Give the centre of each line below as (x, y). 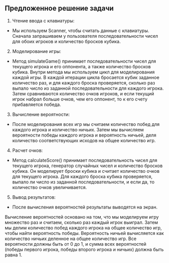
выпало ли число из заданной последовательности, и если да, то (83, 182)
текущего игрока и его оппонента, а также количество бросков (81, 66)
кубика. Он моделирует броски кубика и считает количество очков (86, 171)
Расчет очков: (27, 150)
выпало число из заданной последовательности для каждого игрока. (88, 88)
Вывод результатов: (34, 197)
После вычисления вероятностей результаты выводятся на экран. (85, 207)
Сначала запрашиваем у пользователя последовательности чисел (85, 36)
